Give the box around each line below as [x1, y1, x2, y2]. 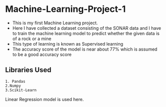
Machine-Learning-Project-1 [5, 3, 126, 15]
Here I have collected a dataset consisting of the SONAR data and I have [12, 25, 161, 31]
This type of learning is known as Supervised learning [12, 41, 124, 47]
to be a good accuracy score [12, 51, 72, 57]
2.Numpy [5, 83, 21, 88]
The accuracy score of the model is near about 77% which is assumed [12, 46, 158, 52]
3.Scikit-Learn [5, 88, 37, 93]
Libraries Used [5, 66, 51, 74]
